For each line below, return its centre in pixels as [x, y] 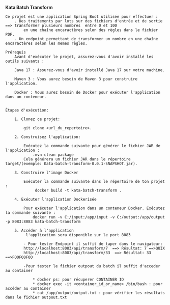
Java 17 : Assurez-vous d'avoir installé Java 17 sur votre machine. [90, 70]
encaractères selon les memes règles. [46, 43]
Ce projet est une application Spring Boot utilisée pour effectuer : [82, 17]
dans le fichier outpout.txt [36, 297]
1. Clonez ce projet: [37, 119]
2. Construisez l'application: [48, 137]
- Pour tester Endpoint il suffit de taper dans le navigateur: [93, 244]
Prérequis [16, 52]
